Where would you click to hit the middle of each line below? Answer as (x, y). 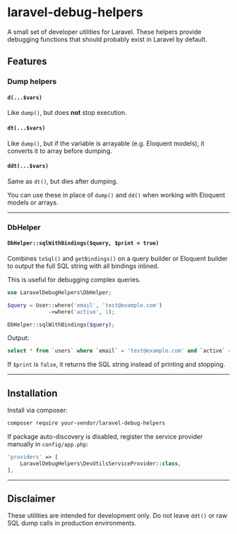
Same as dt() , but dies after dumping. (63, 181)
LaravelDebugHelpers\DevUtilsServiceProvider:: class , (101, 463)
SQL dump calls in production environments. (72, 523)
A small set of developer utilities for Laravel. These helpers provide (104, 32)
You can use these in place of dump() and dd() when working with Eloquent (116, 195)
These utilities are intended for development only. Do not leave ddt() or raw (117, 516)
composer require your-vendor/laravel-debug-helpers (86, 423)
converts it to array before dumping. (60, 151)
